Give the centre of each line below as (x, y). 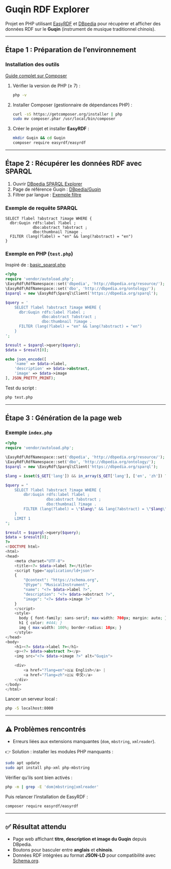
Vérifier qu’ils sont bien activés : (39, 777)
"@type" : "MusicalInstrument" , (57, 585)
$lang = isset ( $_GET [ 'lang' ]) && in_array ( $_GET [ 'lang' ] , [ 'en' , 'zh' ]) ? (86, 476)
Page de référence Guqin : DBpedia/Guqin (57, 189)
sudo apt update (22, 763)
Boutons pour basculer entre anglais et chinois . (63, 850)
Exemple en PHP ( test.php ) (39, 254)
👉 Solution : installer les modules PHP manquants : (59, 752)
